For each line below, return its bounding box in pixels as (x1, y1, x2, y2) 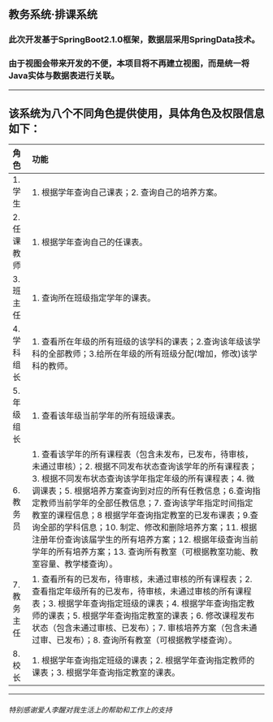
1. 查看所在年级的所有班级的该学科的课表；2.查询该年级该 (32, 336, 253, 348)
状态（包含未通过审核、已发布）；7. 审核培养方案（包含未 (32, 622, 249, 633)
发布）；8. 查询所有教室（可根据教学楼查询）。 (64, 634, 237, 646)
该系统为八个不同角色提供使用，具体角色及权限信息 (8, 106, 265, 120)
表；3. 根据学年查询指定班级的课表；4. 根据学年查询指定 (32, 598, 247, 609)
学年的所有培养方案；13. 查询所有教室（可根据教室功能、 (32, 547, 250, 558)
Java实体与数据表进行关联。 (8, 70, 119, 81)
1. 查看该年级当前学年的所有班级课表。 (32, 410, 180, 422)
